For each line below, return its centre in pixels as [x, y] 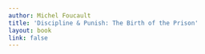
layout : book [30, 30]
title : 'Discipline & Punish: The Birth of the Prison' [103, 23]
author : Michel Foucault [50, 15]
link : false [28, 38]
